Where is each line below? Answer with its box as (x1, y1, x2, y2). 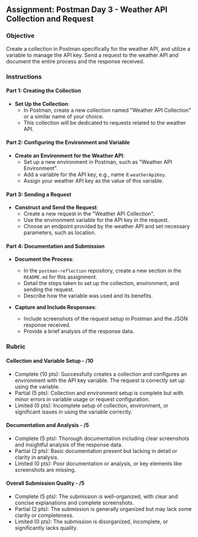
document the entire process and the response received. (6, 57, 145, 64)
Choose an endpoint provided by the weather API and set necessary (23, 223, 190, 230)
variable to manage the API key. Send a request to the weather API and (6, 51, 179, 59)
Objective (6, 32, 35, 40)
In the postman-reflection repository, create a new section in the (23, 267, 181, 274)
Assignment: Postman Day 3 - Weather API (6, 5, 168, 15)
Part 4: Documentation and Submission (6, 242, 105, 250)
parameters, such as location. (23, 229, 96, 236)
